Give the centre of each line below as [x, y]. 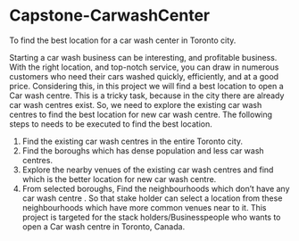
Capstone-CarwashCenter [110, 16]
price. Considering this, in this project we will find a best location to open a [146, 86]
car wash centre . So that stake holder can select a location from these [152, 198]
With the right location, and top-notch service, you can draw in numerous [144, 67]
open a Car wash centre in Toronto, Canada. [104, 226]
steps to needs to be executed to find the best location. [111, 124]
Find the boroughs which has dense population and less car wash [143, 150]
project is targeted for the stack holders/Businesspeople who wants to [151, 217]
